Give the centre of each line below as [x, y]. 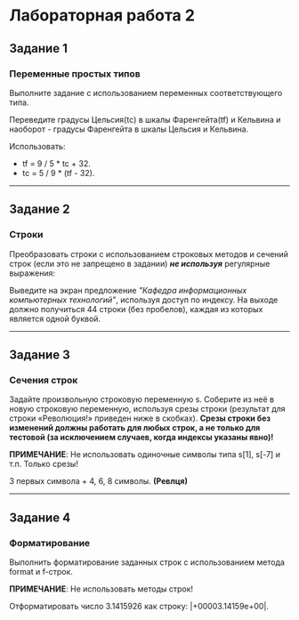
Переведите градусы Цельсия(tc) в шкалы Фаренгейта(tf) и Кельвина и [145, 119]
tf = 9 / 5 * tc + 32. [56, 163]
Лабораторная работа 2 [102, 16]
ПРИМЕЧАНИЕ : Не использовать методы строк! [101, 589]
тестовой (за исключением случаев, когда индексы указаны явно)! [141, 438]
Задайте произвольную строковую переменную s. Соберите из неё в [141, 399]
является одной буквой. [55, 318]
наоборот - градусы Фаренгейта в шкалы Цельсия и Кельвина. [129, 129]
